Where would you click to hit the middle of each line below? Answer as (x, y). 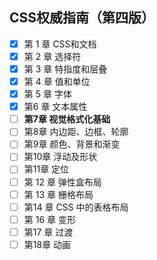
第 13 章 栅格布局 (58, 194)
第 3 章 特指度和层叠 (65, 69)
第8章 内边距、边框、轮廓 (76, 132)
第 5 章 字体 (47, 94)
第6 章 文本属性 (55, 107)
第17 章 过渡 (48, 232)
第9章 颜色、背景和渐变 (72, 144)
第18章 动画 (47, 244)
